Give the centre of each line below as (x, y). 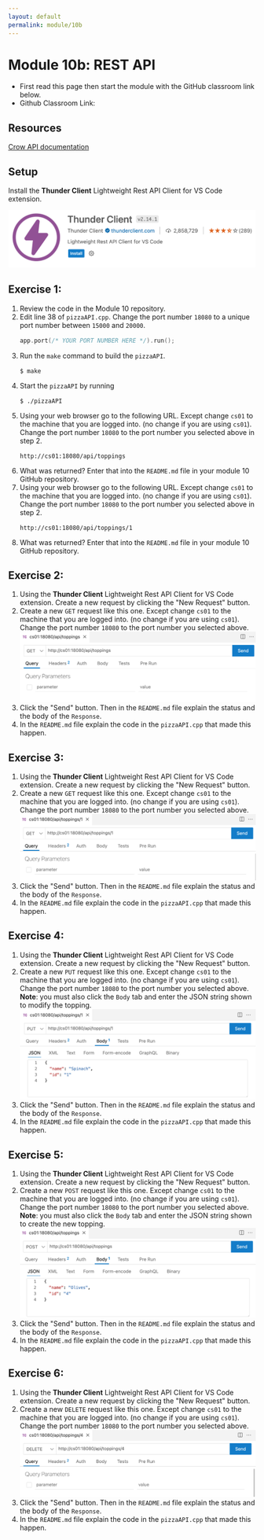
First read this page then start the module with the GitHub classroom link (137, 87)
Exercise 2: (36, 575)
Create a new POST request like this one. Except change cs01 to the (127, 1191)
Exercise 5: (36, 1155)
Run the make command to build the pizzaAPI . (92, 356)
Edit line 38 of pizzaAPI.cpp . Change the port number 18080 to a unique (134, 317)
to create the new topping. (62, 1224)
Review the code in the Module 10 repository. (93, 308)
